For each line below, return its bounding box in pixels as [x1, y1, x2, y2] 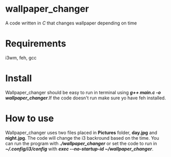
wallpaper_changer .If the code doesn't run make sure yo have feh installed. [5, 95, 166, 101]
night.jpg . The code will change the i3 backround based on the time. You [5, 135, 159, 141]
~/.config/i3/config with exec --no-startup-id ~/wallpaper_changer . [5, 146, 154, 152]
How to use [5, 113, 54, 124]
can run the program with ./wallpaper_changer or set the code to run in [5, 140, 157, 146]
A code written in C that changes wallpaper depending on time [5, 20, 137, 26]
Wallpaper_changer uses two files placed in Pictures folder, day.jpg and [5, 129, 157, 136]
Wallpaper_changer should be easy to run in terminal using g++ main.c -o [5, 89, 161, 95]
